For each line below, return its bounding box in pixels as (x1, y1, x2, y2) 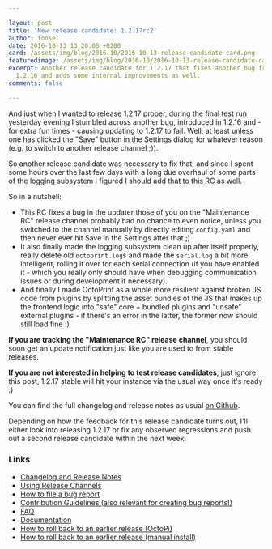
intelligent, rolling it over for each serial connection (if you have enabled (19, 258, 260, 268)
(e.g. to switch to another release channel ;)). (8, 143, 159, 152)
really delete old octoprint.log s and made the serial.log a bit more (19, 250, 249, 260)
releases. (8, 351, 39, 361)
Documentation (19, 515, 72, 525)
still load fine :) (19, 319, 70, 329)
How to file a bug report (19, 489, 100, 499)
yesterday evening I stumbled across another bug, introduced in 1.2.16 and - (8, 117, 261, 126)
